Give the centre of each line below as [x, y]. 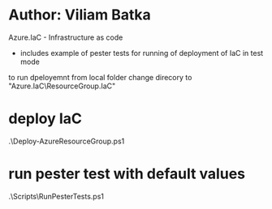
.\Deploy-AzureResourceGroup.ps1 [67, 141]
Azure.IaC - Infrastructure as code [66, 37]
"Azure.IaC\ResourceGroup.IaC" [62, 86]
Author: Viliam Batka [80, 15]
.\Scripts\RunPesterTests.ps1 [56, 196]
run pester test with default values [127, 174]
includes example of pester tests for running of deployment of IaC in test [142, 53]
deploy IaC [45, 119]
